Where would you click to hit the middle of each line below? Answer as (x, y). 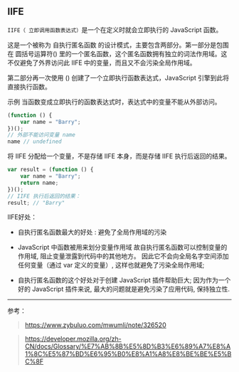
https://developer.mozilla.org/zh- (73, 339)
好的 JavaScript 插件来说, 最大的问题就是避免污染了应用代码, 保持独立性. (123, 289)
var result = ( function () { (51, 170)
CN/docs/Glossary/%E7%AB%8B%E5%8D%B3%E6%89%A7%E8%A (128, 346)
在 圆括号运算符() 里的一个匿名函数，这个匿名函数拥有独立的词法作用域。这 (117, 53)
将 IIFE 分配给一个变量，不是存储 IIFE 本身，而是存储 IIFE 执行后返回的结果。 (119, 156)
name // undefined (34, 142)
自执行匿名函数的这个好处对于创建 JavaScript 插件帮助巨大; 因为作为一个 (124, 280)
